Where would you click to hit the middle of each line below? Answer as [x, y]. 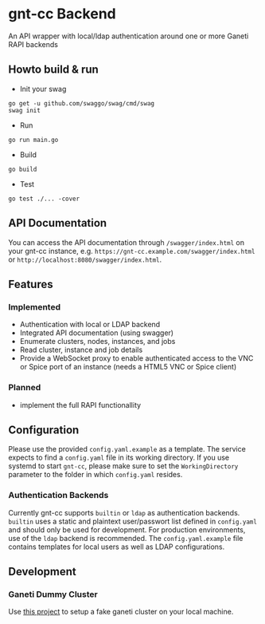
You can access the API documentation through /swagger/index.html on [127, 242]
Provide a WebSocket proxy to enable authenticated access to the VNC [136, 358]
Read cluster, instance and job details [81, 350]
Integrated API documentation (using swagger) [96, 333]
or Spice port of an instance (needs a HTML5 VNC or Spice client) [128, 367]
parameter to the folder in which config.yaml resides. [95, 475]
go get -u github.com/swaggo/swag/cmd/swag [82, 103]
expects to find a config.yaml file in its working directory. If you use [119, 458]
